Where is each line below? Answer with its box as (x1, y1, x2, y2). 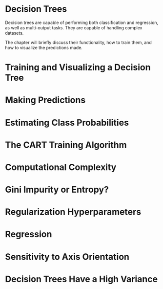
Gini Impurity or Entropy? (5, 184, 109, 195)
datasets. (5, 30, 24, 36)
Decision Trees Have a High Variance (5, 273, 158, 285)
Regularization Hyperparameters (5, 206, 142, 218)
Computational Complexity (5, 161, 117, 173)
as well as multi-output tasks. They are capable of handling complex (5, 24, 143, 30)
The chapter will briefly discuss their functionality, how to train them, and (5, 39, 152, 45)
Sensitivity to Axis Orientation (5, 251, 130, 262)
